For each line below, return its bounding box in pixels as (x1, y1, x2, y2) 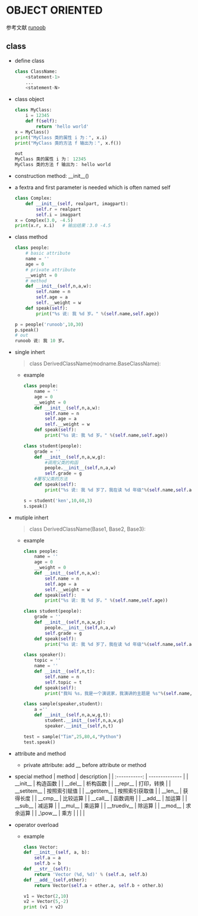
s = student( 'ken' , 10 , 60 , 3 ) (23, 498, 93, 504)
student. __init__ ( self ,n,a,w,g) (44, 717, 124, 723)
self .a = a (34, 855, 61, 861)
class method (14, 233, 48, 241)
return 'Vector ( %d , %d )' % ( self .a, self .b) (34, 871, 148, 878)
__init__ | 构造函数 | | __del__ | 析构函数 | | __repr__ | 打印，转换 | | (14, 779, 171, 787)
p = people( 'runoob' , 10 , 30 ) (14, 321, 84, 327)
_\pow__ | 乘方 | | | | (38, 809, 85, 816)
